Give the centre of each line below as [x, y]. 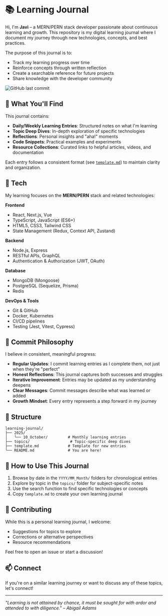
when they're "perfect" [36, 369]
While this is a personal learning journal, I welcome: [58, 522]
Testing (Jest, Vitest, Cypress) [43, 326]
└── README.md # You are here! [53, 450]
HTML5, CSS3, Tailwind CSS [42, 225]
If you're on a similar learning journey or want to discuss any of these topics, [84, 583]
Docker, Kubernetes [33, 316]
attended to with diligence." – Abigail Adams [51, 608]
